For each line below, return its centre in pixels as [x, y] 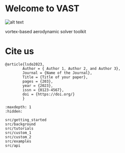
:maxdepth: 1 [18, 107]
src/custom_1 [18, 132]
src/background [20, 124]
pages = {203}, [38, 81]
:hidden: [14, 111]
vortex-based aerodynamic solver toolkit [46, 31]
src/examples [18, 141]
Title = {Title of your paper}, [55, 77]
